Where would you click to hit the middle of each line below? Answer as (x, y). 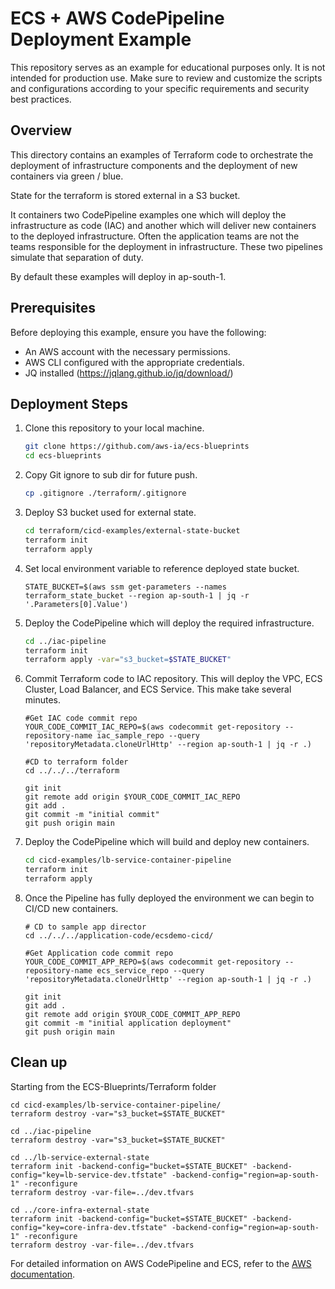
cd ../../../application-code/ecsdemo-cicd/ (119, 935)
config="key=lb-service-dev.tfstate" (89, 1175)
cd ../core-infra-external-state (80, 1210)
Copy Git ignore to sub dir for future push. (111, 475)
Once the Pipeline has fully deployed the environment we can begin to (169, 898)
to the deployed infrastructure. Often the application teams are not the (155, 236)
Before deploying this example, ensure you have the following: (138, 332)
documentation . (43, 1274)
